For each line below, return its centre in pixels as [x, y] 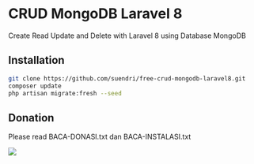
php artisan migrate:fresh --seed [65, 93]
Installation [36, 60]
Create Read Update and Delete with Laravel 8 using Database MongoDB [127, 35]
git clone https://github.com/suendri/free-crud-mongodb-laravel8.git [127, 78]
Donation [31, 118]
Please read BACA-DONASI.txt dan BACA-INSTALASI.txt [100, 137]
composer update [35, 86]
